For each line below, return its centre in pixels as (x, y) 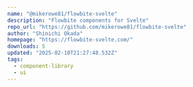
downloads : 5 (26, 46)
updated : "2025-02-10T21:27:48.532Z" (62, 53)
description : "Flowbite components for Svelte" (78, 20)
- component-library (44, 66)
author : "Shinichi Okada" (45, 33)
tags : (15, 60)
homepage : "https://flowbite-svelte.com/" (70, 40)
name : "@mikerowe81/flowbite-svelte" (62, 14)
